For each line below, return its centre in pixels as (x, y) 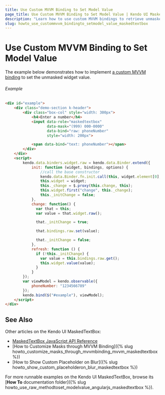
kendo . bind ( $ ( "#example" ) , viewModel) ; (64, 295)
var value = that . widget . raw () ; (69, 213)
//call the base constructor (70, 172)
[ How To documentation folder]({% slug (46, 382)
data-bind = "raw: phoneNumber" (78, 131)
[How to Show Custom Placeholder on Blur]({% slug (65, 362)
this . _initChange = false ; (68, 195)
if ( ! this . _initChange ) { (63, 254)
